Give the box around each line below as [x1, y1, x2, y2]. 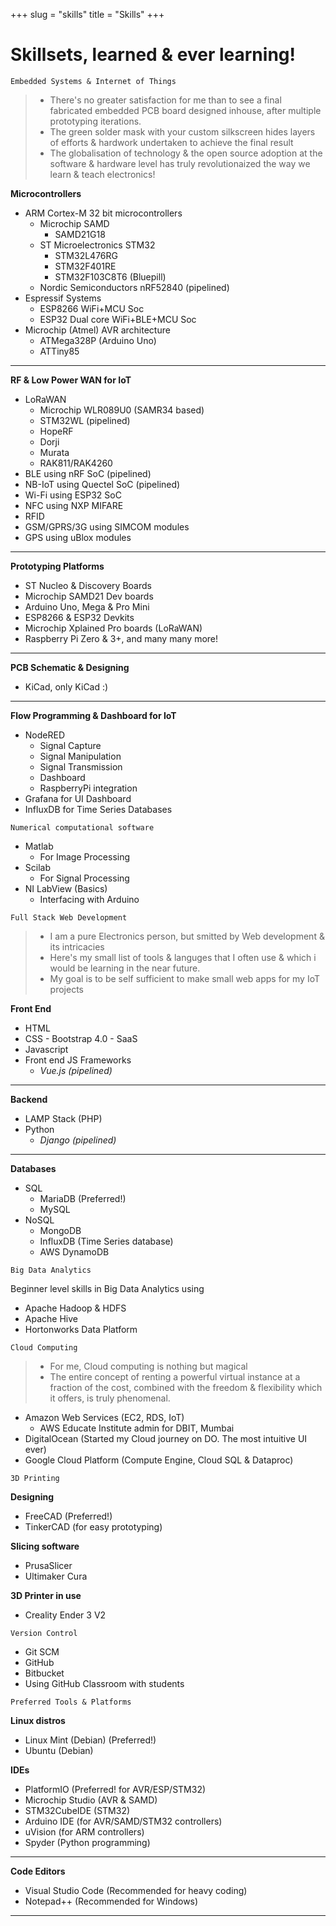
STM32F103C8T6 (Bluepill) [54, 270, 167, 283]
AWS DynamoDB [39, 1245, 110, 1258]
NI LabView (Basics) [24, 882, 108, 894]
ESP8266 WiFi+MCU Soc [39, 302, 145, 314]
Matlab [24, 840, 54, 852]
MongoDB [39, 1224, 82, 1236]
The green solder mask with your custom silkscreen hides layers [49, 125, 316, 138]
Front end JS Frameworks [24, 1054, 132, 1066]
